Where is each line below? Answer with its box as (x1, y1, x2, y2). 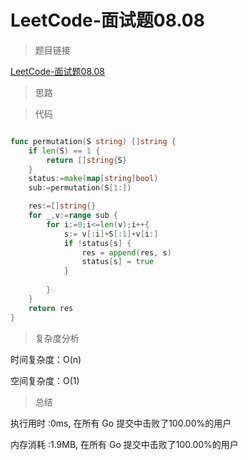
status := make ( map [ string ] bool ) (28, 174, 159, 184)
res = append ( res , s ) (81, 247, 172, 258)
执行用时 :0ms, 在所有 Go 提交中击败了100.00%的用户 (10, 417, 232, 429)
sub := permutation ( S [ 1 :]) (28, 183, 132, 193)
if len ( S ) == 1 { (28, 146, 101, 156)
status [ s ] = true (81, 257, 155, 267)
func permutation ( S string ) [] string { (10, 136, 177, 146)
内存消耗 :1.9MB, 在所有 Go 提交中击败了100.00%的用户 (10, 438, 239, 450)
